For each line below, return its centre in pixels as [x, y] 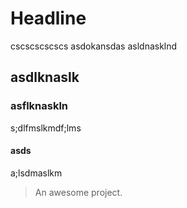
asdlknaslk [45, 77]
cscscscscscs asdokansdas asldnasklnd [94, 46]
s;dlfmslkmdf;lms [46, 128]
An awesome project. [78, 192]
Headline [48, 18]
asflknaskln [39, 106]
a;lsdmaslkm [36, 173]
